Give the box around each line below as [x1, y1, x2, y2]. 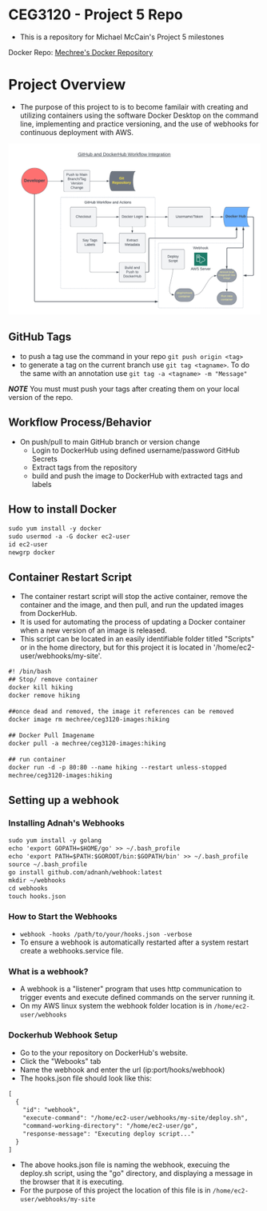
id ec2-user [8, 541, 48, 549]
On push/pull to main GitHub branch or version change [19, 437, 201, 446]
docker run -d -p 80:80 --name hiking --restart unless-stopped [8, 764, 227, 772]
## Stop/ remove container [8, 676, 98, 684]
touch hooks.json [8, 892, 66, 901]
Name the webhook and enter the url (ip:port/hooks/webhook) [19, 1065, 225, 1074]
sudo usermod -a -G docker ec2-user [8, 533, 130, 541]
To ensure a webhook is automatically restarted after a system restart [19, 937, 249, 947]
